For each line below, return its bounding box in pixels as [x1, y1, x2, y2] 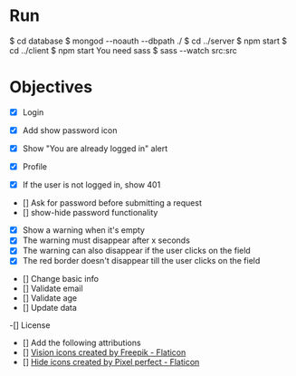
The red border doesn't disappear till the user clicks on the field [22, 255, 261, 266]
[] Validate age [22, 293, 78, 304]
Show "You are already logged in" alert [22, 143, 168, 154]
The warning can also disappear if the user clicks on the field [22, 246, 251, 256]
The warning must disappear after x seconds [22, 235, 190, 246]
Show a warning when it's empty [22, 225, 145, 236]
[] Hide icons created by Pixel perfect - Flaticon [22, 357, 200, 368]
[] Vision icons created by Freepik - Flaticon [22, 347, 186, 358]
